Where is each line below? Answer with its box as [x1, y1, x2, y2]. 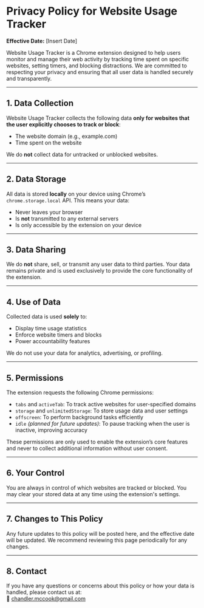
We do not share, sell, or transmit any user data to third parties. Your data [6, 261, 190, 268]
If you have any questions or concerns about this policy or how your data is [6, 582, 195, 590]
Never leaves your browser [15, 208, 83, 216]
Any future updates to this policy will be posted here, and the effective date [6, 530, 195, 537]
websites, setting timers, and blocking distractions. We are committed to [6, 62, 187, 69]
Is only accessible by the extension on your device [15, 221, 142, 228]
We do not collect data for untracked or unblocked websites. [6, 151, 158, 158]
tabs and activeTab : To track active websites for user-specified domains [15, 401, 196, 408]
